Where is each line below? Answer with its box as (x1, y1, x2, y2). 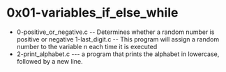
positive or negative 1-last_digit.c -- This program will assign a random (16, 35, 220, 43)
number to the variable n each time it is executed (16, 42, 158, 51)
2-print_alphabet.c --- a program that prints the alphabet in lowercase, (16, 50, 220, 58)
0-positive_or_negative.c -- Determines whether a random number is (16, 28, 215, 36)
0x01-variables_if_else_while (6, 5, 179, 21)
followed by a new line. (16, 57, 83, 65)
